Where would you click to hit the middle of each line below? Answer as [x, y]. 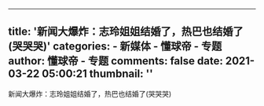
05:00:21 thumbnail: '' [97, 74]
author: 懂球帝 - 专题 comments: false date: [116, 61]
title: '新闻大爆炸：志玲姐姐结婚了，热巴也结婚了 [126, 32]
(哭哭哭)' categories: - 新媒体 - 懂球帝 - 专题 [115, 47]
